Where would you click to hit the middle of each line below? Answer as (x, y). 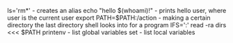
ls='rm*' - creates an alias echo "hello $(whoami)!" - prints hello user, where (117, 11)
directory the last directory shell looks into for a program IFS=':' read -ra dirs (117, 25)
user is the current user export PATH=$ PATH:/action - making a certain (109, 18)
